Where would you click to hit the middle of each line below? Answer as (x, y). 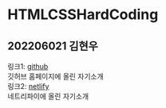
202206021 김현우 (53, 46)
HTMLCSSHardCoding (83, 15)
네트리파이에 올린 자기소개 (48, 96)
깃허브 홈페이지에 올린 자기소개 (56, 76)
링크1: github (28, 66)
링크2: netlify (28, 86)
